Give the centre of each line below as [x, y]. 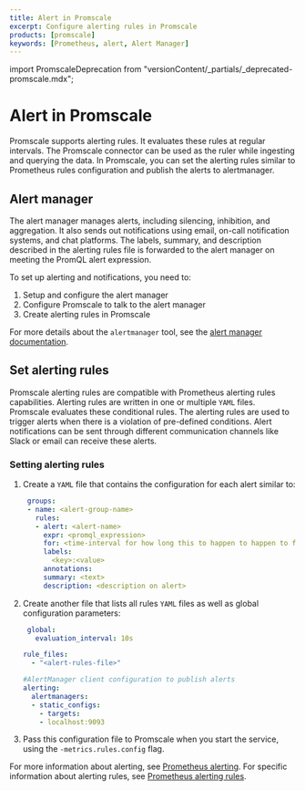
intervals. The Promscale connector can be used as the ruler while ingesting [152, 151]
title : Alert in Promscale [61, 18]
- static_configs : [66, 705]
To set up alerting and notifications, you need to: [100, 277]
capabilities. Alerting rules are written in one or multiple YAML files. [132, 401]
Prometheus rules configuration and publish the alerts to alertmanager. [142, 171]
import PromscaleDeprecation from [76, 69]
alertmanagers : [60, 696]
